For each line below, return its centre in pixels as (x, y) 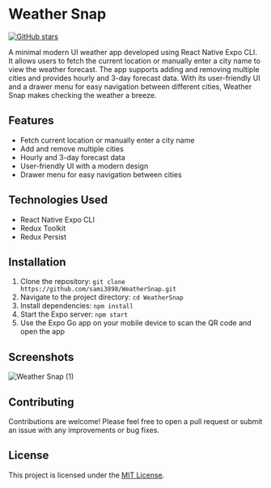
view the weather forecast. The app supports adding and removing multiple (134, 69)
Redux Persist (43, 236)
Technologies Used (58, 200)
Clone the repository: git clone (72, 282)
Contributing (41, 402)
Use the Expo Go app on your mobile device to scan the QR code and (136, 323)
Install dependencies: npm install (76, 306)
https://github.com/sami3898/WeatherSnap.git (98, 289)
